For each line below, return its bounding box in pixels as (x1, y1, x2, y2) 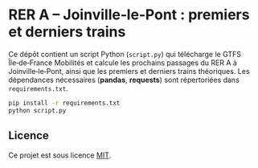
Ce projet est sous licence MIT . (8, 150, 112, 160)
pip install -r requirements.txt (8, 99, 121, 107)
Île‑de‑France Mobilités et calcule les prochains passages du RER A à (8, 58, 237, 68)
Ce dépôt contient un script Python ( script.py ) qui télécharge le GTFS (8, 49, 241, 59)
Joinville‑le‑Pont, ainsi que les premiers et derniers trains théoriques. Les (8, 66, 251, 76)
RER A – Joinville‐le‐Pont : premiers (8, 6, 250, 24)
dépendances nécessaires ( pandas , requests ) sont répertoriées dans (8, 75, 240, 84)
